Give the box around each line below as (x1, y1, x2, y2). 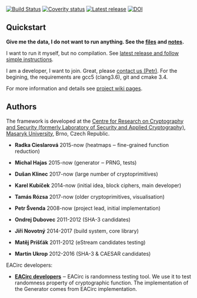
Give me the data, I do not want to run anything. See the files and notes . (6, 38, 184, 45)
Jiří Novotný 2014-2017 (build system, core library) (14, 227, 139, 235)
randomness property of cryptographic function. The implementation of (14, 279, 189, 286)
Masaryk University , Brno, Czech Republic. (6, 130, 110, 137)
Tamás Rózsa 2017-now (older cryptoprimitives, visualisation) (14, 193, 165, 200)
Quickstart (6, 22, 46, 32)
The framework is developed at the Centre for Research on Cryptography (6, 118, 184, 125)
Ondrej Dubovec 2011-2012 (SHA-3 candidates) (14, 216, 131, 223)
